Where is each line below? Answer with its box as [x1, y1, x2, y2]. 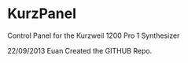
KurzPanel [7, 5, 76, 23]
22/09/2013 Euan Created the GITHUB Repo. [7, 46, 153, 55]
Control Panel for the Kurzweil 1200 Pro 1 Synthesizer [7, 31, 180, 40]
